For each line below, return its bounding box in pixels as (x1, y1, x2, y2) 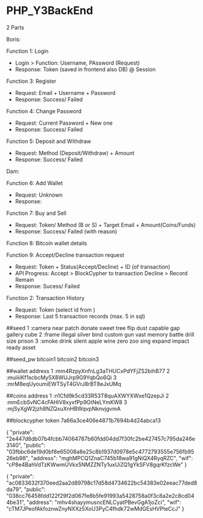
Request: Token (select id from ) (15, 306, 96, 313)
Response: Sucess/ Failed (15, 282, 80, 290)
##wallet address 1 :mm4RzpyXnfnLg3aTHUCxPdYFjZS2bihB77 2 (6, 367, 170, 374)
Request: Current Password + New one (15, 119, 113, 127)
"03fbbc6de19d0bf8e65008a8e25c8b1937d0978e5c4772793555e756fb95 (6, 448, 195, 455)
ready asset (6, 343, 36, 351)
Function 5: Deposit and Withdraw (6, 138, 92, 145)
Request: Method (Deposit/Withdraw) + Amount (15, 149, 135, 156)
